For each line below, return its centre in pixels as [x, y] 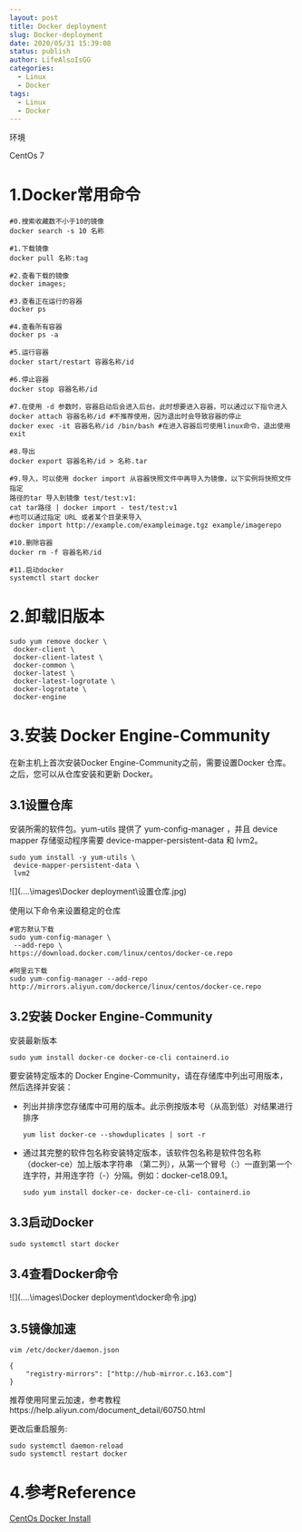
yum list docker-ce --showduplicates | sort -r [114, 1135]
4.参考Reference [73, 1493]
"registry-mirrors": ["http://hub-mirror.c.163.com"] [129, 1374]
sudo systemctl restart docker [68, 1454]
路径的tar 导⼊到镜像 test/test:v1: [73, 498]
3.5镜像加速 [43, 1328]
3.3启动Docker [52, 1222]
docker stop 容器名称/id [54, 390]
